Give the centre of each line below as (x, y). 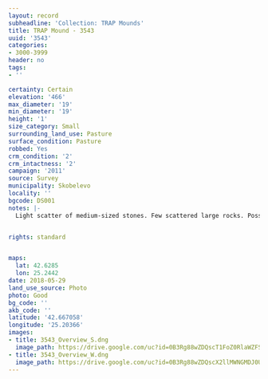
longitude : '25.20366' (46, 325)
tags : (17, 68)
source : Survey (33, 179)
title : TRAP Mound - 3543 (51, 30)
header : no (26, 61)
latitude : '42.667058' (46, 318)
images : (21, 333)
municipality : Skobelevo (49, 186)
